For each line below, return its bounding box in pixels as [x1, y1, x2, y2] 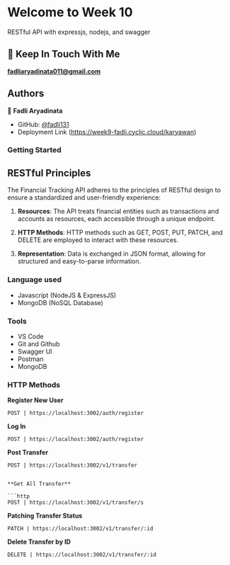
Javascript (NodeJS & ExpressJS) [17, 291, 117, 299]
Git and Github [17, 339, 60, 348]
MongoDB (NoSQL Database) [17, 298, 104, 307]
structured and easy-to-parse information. [17, 257, 142, 266]
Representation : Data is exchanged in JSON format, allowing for [17, 249, 207, 258]
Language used [7, 275, 62, 285]
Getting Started [7, 145, 62, 155]
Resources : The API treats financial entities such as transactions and [17, 207, 219, 216]
